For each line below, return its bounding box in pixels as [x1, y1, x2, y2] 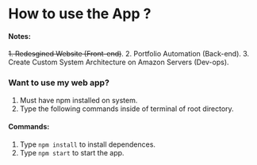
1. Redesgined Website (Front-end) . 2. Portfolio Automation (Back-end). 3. [8, 49, 250, 59]
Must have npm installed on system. [19, 95, 138, 105]
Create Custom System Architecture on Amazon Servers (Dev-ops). [8, 57, 229, 67]
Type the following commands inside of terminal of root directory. [19, 104, 234, 113]
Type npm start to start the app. [19, 148, 125, 157]
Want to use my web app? [8, 77, 109, 88]
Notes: [8, 31, 32, 40]
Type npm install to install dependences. [19, 140, 156, 149]
